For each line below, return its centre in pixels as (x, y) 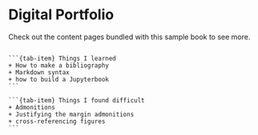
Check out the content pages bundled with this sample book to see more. (129, 37)
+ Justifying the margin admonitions (71, 114)
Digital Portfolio (61, 15)
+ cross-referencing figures (57, 121)
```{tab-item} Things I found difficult (77, 100)
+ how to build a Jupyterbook (59, 79)
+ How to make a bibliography (59, 66)
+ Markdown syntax (39, 72)
